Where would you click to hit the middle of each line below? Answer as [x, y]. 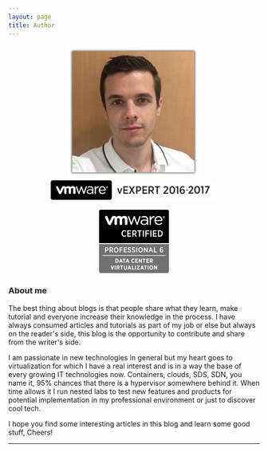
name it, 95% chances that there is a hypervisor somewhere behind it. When [134, 383]
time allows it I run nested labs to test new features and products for [120, 391]
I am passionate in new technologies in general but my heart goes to [120, 357]
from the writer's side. [45, 342]
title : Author [32, 25]
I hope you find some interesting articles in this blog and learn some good [129, 423]
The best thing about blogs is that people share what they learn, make [123, 308]
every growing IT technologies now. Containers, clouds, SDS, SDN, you [125, 374]
